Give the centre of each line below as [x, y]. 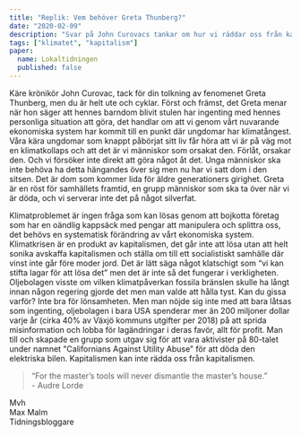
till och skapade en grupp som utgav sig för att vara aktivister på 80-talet [144, 339]
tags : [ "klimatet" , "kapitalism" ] [74, 43]
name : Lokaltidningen [58, 59]
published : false [50, 68]
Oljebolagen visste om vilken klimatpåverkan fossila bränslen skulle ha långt [149, 282]
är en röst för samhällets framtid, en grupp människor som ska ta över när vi [149, 188]
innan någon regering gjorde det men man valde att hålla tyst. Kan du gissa [148, 292]
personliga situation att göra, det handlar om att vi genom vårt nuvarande [144, 121]
